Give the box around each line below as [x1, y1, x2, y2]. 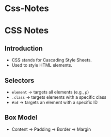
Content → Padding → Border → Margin [11, 126, 91, 132]
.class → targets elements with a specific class [11, 94, 107, 100]
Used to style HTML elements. [11, 62, 72, 68]
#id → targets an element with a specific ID [11, 100, 98, 105]
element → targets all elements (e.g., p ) [11, 89, 89, 95]
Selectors [4, 76, 34, 85]
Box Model [4, 113, 37, 122]
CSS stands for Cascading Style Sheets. [11, 57, 92, 63]
